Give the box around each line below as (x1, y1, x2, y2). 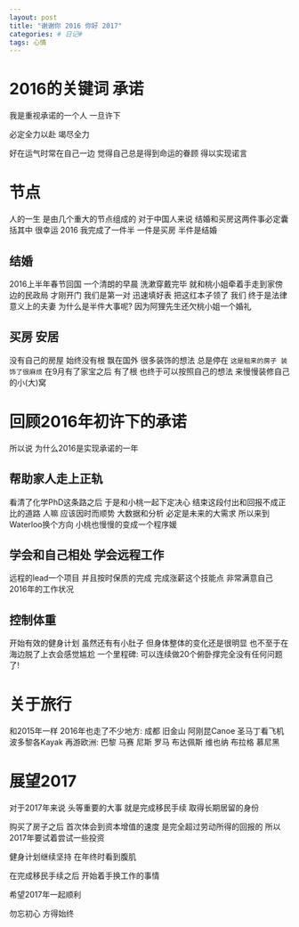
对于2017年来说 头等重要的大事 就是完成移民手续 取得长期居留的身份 (9, 802, 260, 813)
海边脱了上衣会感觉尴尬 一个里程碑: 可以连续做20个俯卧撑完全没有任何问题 (9, 649, 283, 660)
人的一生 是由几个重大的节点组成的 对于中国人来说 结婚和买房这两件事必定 (9, 214, 281, 224)
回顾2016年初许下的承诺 (9, 411, 187, 432)
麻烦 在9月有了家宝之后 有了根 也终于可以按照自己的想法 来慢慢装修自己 (28, 366, 290, 377)
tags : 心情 (9, 37, 47, 47)
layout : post (9, 12, 58, 22)
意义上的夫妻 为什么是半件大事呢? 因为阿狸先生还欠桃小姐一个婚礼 (9, 300, 252, 312)
